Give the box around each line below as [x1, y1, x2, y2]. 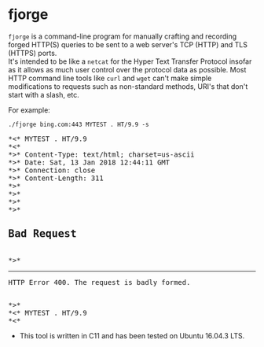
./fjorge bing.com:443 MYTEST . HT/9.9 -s [8, 120, 149, 128]
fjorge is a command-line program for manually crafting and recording [8, 31, 237, 41]
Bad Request [8, 227, 77, 241]
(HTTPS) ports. [8, 48, 57, 57]
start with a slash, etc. [8, 90, 80, 99]
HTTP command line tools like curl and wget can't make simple [8, 73, 212, 83]
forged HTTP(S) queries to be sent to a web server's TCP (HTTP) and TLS [8, 39, 248, 49]
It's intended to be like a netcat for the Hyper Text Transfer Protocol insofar [8, 57, 252, 66]
